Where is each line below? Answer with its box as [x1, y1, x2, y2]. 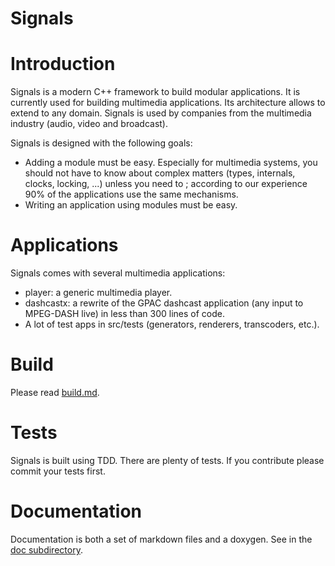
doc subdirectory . [10, 543, 83, 556]
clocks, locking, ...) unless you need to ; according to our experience [24, 178, 308, 190]
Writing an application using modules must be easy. [24, 199, 238, 211]
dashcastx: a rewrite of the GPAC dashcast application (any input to [24, 297, 304, 309]
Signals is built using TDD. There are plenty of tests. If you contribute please [10, 454, 325, 466]
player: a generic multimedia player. [24, 287, 173, 299]
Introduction [10, 53, 116, 76]
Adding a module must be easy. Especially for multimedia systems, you [24, 157, 318, 169]
